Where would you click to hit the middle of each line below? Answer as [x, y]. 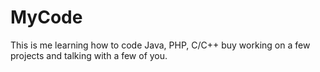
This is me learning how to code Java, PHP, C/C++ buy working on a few [160, 45]
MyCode [46, 17]
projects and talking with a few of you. [89, 55]
